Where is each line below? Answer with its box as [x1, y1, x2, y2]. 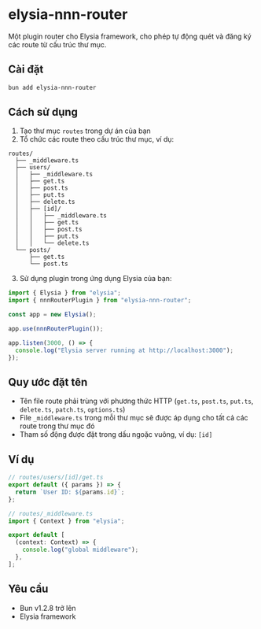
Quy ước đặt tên [8, 376, 88, 389]
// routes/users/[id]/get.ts [8, 474, 104, 482]
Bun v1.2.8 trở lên [19, 603, 76, 612]
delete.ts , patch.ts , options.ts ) [19, 405, 126, 414]
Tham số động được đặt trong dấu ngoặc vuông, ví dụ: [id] [19, 430, 213, 439]
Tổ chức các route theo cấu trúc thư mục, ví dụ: [19, 135, 175, 144]
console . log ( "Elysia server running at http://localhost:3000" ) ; [15, 346, 234, 354]
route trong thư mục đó [19, 421, 95, 431]
